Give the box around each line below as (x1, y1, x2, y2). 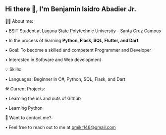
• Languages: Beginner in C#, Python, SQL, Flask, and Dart (5, 76, 125, 82)
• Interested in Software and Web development (5, 57, 102, 63)
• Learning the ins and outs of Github (5, 95, 81, 101)
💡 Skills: (5, 66, 21, 72)
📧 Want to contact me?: (5, 115, 53, 121)
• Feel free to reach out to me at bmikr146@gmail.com (5, 124, 116, 130)
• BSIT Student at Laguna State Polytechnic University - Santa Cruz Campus (5, 28, 161, 34)
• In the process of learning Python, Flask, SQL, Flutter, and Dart (5, 37, 139, 43)
